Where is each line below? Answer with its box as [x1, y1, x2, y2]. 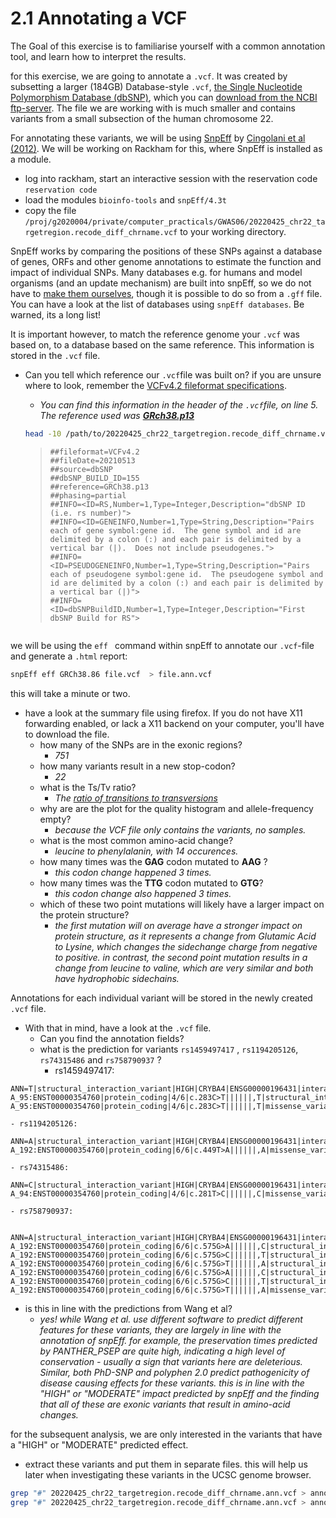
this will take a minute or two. [10, 687, 131, 699]
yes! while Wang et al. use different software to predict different [39, 1313, 303, 1325]
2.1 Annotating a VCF [10, 7, 188, 30]
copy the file [24, 204, 77, 216]
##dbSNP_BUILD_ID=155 [49, 473, 140, 483]
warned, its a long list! [10, 308, 102, 321]
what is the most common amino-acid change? [39, 834, 234, 846]
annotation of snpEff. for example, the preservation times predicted [39, 1334, 318, 1346]
